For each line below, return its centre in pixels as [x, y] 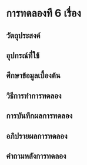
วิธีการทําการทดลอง [34, 96]
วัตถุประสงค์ [23, 35]
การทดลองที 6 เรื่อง [43, 13]
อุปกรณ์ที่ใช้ [23, 55]
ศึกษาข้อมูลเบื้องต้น [33, 75]
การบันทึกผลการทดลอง [39, 116]
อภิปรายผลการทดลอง [37, 136]
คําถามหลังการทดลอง [36, 156]
